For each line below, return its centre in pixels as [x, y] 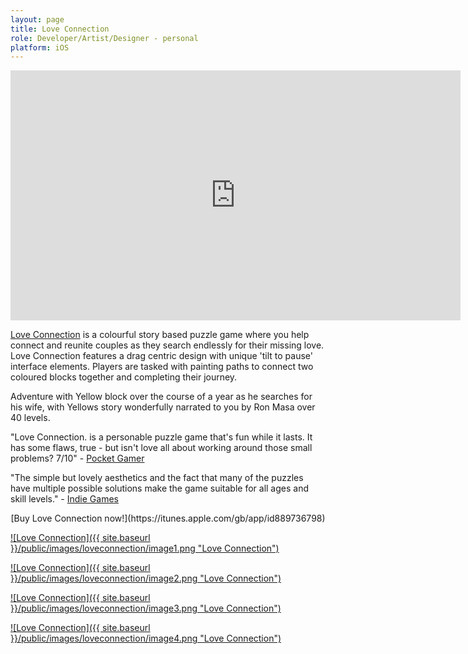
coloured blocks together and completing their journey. [124, 377]
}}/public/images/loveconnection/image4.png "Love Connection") [146, 638]
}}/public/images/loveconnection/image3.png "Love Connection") [146, 608]
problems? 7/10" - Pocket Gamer [77, 458]
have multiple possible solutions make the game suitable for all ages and [160, 488]
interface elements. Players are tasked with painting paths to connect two [162, 367]
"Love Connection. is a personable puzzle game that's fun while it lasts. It [161, 437]
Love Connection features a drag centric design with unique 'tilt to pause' [162, 356]
